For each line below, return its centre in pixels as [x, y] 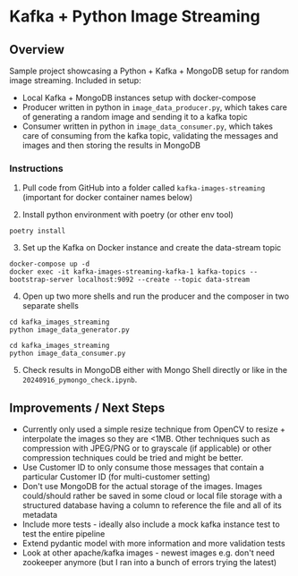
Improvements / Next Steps [87, 407]
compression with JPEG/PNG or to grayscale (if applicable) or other [147, 448]
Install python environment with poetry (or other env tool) [128, 215]
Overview [37, 50]
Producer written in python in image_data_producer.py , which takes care [155, 107]
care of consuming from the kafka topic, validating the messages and [150, 136]
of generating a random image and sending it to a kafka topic [135, 117]
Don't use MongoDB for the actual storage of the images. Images [142, 487]
